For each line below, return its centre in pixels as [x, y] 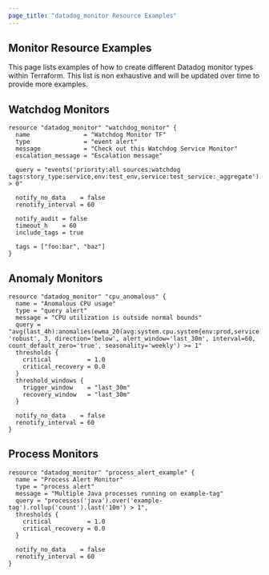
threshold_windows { [50, 381]
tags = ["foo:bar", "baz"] [60, 247]
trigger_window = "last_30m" [76, 388]
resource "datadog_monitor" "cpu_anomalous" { [87, 297]
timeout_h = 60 [46, 226]
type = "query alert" [52, 311]
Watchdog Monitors [59, 109]
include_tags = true [50, 233]
